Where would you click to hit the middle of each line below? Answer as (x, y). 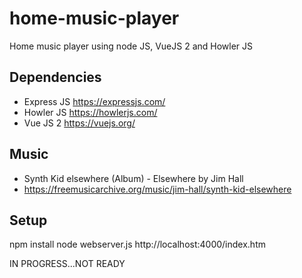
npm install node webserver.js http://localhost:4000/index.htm (137, 244)
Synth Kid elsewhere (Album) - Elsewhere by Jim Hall (133, 178)
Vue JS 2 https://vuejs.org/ (79, 123)
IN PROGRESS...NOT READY (67, 264)
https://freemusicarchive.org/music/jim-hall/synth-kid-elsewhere (157, 189)
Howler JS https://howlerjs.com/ (90, 112)
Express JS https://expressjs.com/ (94, 101)
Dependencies (55, 77)
